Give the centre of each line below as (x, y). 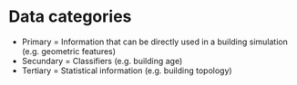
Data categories (70, 17)
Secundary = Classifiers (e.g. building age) (102, 61)
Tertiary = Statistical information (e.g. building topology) (127, 71)
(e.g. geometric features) (68, 51)
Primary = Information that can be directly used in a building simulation (155, 42)
